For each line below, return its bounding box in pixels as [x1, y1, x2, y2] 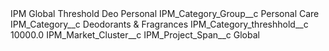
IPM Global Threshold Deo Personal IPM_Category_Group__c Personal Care [10, 8, 320, 19]
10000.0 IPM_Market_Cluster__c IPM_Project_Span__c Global [10, 29, 260, 41]
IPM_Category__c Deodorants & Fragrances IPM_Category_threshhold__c [10, 18, 309, 30]
